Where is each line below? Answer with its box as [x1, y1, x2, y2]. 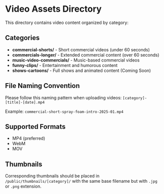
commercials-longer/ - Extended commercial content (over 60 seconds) [12, 52, 160, 58]
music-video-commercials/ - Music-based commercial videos [12, 57, 140, 63]
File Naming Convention [5, 82, 80, 90]
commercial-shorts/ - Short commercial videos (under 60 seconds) [12, 46, 150, 52]
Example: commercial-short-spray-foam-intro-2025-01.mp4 [5, 108, 124, 114]
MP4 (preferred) [12, 135, 46, 141]
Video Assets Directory [5, 3, 102, 15]
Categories [5, 34, 40, 42]
